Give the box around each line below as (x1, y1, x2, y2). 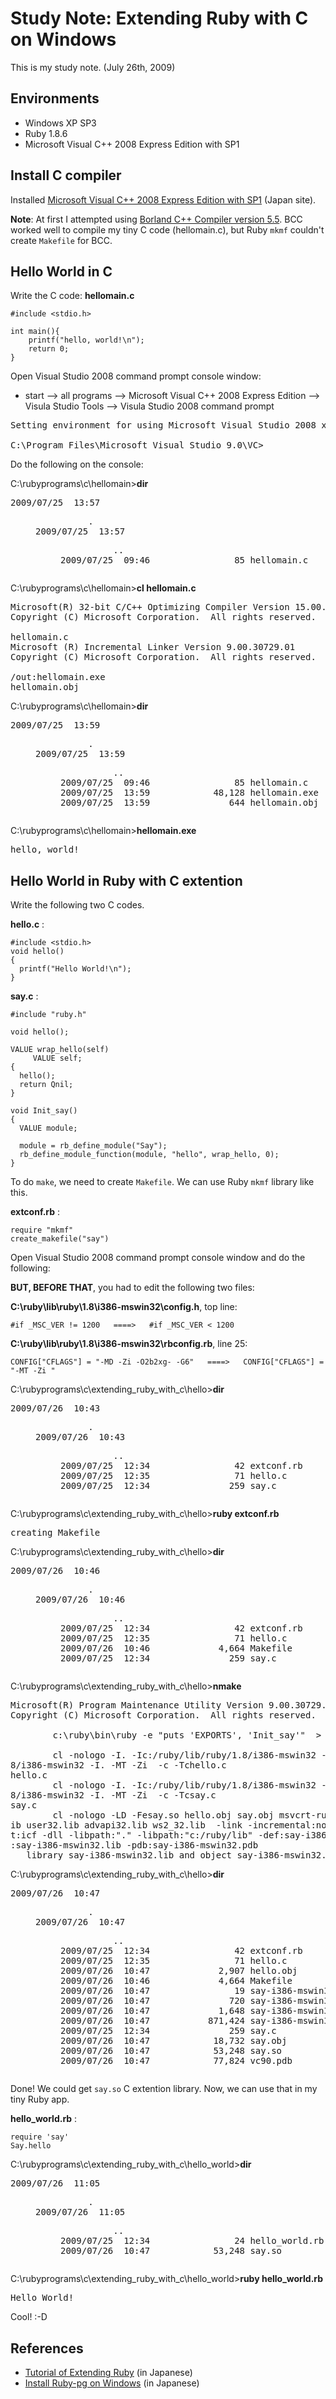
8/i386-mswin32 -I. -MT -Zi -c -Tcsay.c (10, 1790, 217, 1801)
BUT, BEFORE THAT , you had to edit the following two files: (10, 1282, 255, 1294)
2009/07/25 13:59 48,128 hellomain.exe (60, 787, 320, 799)
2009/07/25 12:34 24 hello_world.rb (60, 2235, 325, 2247)
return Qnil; (19, 1080, 74, 1090)
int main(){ (10, 327, 60, 337)
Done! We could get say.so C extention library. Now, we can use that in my (10, 2083, 318, 2095)
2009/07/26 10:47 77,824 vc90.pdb (60, 2055, 293, 2067)
